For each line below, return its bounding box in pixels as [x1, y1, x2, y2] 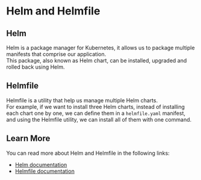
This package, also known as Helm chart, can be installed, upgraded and [6, 57, 187, 64]
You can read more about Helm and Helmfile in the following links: [6, 149, 170, 157]
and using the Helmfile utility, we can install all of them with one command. [6, 116, 192, 123]
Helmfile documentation [14, 167, 75, 175]
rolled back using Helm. [6, 63, 65, 70]
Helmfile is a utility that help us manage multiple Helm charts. [6, 96, 158, 104]
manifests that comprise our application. [6, 51, 107, 58]
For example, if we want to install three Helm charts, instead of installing [6, 103, 185, 110]
